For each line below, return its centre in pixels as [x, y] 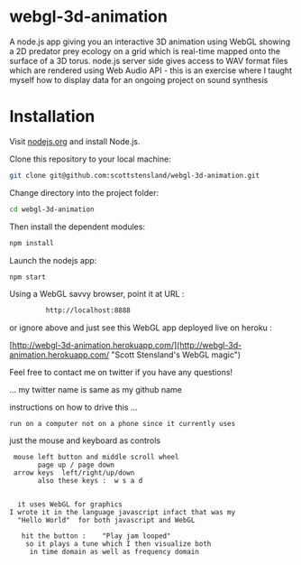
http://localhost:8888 [88, 310]
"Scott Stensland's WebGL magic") [176, 355]
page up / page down [76, 465]
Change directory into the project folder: [84, 192]
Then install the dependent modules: [78, 227]
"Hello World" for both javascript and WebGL [106, 521]
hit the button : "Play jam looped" [96, 536]
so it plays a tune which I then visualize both [119, 544]
